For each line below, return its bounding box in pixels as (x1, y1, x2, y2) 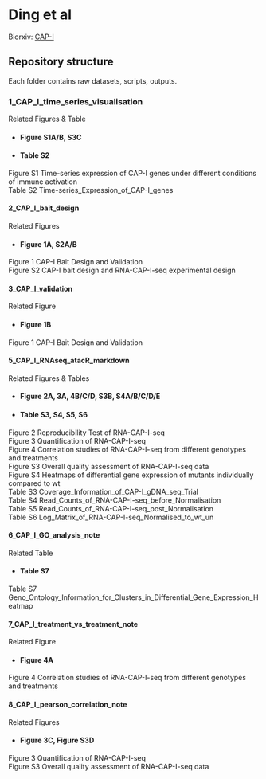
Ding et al (8, 6, 72, 24)
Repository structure (8, 55, 114, 69)
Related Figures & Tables (8, 373, 90, 383)
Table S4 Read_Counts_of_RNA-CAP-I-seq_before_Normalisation (8, 495, 221, 505)
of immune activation (8, 177, 78, 186)
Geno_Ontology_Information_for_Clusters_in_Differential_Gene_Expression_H (8, 593, 259, 602)
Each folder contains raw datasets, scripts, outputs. (8, 76, 178, 85)
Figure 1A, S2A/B (19, 239, 77, 249)
